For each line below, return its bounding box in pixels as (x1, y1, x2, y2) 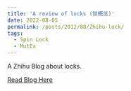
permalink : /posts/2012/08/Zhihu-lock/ (7, 23, 125, 30)
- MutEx (13, 43, 37, 50)
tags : (7, 29, 23, 37)
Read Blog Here (7, 76, 53, 84)
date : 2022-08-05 (7, 17, 58, 24)
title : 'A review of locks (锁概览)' (7, 10, 115, 17)
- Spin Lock (13, 36, 49, 43)
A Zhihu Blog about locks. (7, 62, 82, 70)
